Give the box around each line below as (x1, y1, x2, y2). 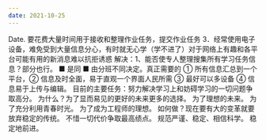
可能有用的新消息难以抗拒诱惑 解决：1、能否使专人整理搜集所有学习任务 (14, 54, 249, 63)
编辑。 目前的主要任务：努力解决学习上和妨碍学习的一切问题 (49, 84, 246, 93)
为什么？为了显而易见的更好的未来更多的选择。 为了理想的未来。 (37, 93, 248, 103)
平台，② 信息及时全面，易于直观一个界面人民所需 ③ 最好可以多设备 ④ (8, 74, 247, 83)
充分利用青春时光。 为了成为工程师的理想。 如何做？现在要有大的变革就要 (14, 104, 255, 113)
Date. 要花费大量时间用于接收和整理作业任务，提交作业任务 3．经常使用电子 (8, 34, 256, 44)
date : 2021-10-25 (8, 11, 66, 20)
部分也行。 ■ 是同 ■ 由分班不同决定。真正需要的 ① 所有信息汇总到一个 (21, 64, 257, 74)
